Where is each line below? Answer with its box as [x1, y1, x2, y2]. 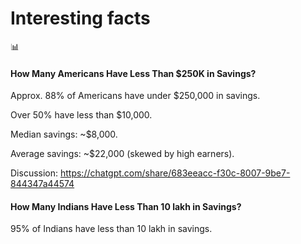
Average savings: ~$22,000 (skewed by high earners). [10, 148, 235, 160]
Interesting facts [10, 7, 151, 30]
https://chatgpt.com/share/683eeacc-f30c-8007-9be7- [59, 167, 291, 179]
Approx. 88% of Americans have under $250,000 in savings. [10, 90, 261, 102]
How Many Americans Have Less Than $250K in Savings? [10, 67, 257, 79]
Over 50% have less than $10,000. [10, 109, 153, 121]
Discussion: [10, 167, 59, 179]
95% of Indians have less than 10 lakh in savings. [10, 223, 213, 235]
